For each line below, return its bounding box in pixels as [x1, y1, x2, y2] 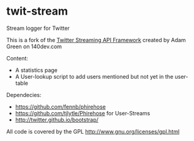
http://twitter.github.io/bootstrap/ [15, 116, 99, 123]
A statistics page [15, 66, 58, 74]
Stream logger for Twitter [6, 24, 70, 32]
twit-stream [6, 4, 69, 18]
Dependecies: [6, 91, 42, 98]
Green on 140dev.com [6, 43, 62, 50]
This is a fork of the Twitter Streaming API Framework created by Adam [6, 36, 186, 43]
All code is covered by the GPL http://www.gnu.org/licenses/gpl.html [6, 128, 180, 135]
